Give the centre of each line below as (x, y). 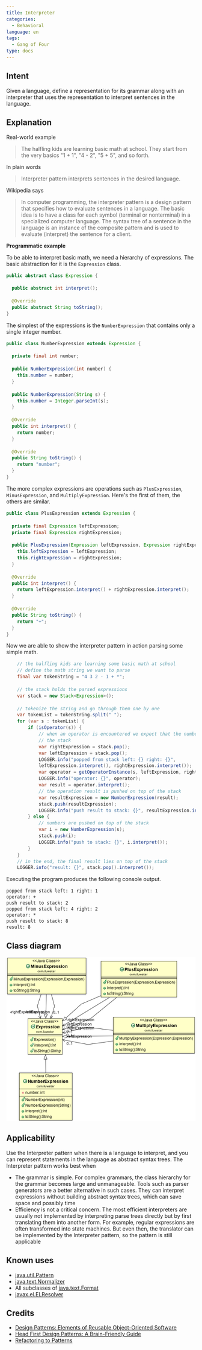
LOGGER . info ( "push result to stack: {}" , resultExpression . (115, 810)
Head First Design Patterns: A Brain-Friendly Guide (78, 1334)
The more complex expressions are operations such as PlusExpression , (95, 488)
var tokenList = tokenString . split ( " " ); (69, 715)
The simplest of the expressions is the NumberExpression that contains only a (101, 325)
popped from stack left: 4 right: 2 (52, 909)
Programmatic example (36, 246)
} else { (39, 817)
